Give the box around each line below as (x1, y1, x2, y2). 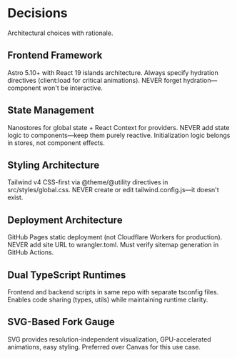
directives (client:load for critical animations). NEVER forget (7, 76, 182, 84)
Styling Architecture (7, 159, 100, 171)
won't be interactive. (42, 84, 104, 92)
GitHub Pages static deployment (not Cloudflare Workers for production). (7, 233, 223, 242)
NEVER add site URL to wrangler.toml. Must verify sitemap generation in (7, 241, 219, 249)
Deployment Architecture (7, 214, 123, 226)
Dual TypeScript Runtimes (7, 269, 126, 281)
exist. (7, 193, 24, 202)
